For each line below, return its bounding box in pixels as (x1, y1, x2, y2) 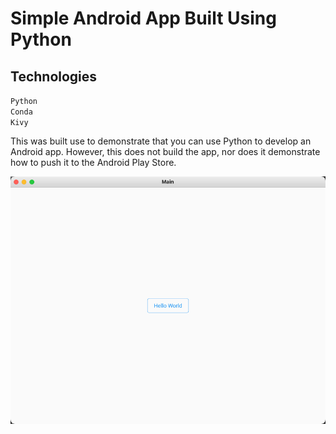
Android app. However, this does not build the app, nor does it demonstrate (10, 146, 321, 157)
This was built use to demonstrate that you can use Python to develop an (10, 135, 312, 147)
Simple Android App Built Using (10, 7, 277, 30)
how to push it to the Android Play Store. (10, 157, 177, 168)
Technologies (10, 68, 98, 85)
